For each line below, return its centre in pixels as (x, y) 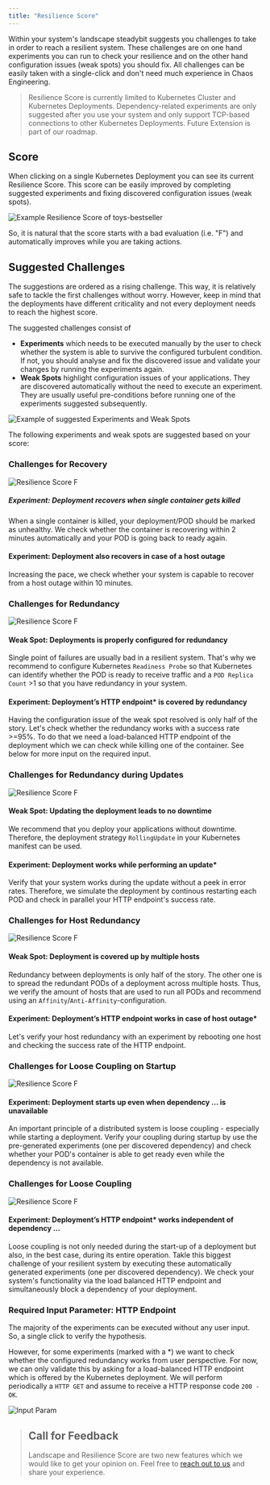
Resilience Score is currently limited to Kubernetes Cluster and (132, 97)
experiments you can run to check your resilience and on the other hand (128, 56)
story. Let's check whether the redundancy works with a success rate (124, 728)
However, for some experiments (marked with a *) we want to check (122, 1352)
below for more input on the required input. (80, 754)
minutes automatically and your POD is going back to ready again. (118, 538)
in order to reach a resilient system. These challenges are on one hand (125, 47)
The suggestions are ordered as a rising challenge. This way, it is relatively (132, 286)
